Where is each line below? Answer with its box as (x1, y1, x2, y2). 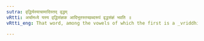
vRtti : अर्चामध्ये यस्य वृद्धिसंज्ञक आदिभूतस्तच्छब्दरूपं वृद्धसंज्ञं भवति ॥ (6, 14, 132, 20)
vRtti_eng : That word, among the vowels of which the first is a (6, 20, 175, 26)
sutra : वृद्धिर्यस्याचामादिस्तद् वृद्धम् (6, 8, 68, 15)
